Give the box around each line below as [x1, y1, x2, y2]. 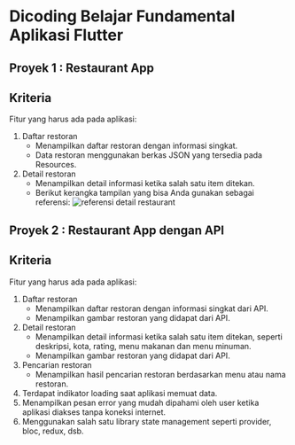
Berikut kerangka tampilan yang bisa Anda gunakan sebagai [35, 188, 255, 199]
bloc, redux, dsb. [21, 425, 84, 436]
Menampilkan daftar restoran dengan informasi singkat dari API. [35, 303, 268, 314]
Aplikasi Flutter [9, 25, 124, 45]
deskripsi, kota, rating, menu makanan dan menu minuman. [35, 340, 252, 351]
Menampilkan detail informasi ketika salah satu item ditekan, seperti [35, 331, 283, 342]
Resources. [35, 160, 77, 170]
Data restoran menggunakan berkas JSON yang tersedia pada [35, 150, 263, 160]
